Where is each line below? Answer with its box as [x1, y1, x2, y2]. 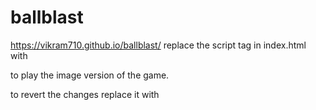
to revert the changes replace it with [10, 88, 160, 100]
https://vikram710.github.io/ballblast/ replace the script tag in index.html [10, 39, 307, 51]
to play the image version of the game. [10, 69, 170, 81]
